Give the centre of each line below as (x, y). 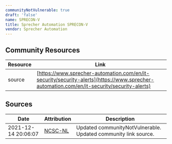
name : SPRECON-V (23, 20)
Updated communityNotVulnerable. (119, 128)
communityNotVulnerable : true (38, 10)
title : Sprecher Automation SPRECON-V (47, 24)
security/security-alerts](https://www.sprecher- (95, 79)
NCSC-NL (57, 131)
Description (120, 119)
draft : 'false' (21, 15)
